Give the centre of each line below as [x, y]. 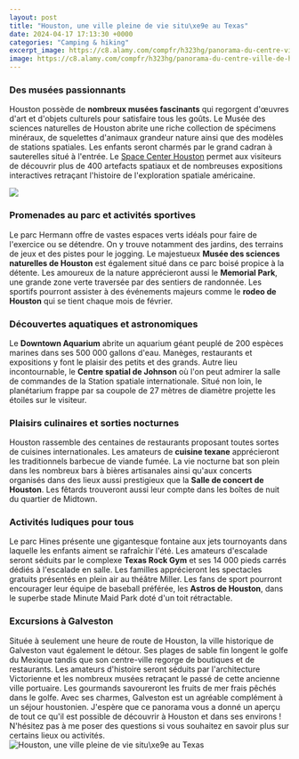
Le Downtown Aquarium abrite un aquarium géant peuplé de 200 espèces [146, 343]
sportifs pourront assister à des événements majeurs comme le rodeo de [143, 291]
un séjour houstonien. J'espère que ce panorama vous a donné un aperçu [145, 707]
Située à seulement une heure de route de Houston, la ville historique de [141, 641]
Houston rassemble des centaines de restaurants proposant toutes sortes [144, 442]
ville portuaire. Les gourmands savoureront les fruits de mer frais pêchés [143, 688]
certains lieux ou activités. [57, 735]
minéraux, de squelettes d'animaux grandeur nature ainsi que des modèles [146, 138]
